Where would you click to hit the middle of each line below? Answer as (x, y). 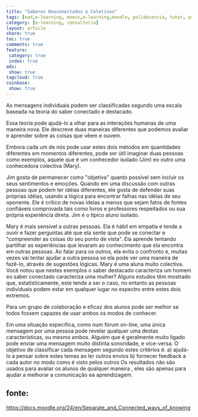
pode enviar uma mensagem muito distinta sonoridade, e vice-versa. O (92, 343)
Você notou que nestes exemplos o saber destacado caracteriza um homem (99, 270)
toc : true (18, 39)
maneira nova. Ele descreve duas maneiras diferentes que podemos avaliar (97, 129)
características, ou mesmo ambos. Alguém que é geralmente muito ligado (96, 337)
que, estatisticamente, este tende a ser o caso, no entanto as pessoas (91, 283)
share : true (21, 34)
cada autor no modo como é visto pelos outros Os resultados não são (91, 362)
